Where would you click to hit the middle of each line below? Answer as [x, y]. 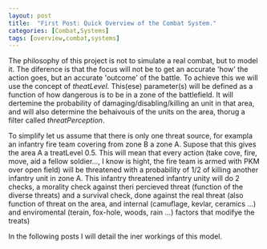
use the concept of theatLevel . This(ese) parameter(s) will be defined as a [131, 86]
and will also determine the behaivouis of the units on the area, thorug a [127, 112]
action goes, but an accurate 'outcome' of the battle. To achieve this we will [133, 78]
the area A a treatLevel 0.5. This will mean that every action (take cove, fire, [133, 153]
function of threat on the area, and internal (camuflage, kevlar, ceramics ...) [132, 204]
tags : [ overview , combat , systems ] [64, 38]
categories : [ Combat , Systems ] [59, 30]
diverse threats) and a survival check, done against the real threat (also [126, 195]
